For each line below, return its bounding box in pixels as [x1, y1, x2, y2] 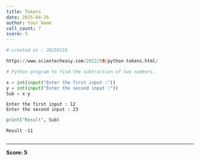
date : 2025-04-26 [6, 14, 49, 20]
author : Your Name [6, 20, 52, 26]
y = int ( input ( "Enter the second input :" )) [6, 85, 118, 91]
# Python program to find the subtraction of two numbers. [6, 69, 156, 75]
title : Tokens [6, 8, 42, 15]
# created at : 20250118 [6, 47, 68, 54]
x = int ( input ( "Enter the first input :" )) [6, 79, 116, 85]
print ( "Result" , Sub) [6, 117, 60, 123]
